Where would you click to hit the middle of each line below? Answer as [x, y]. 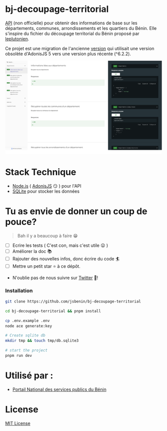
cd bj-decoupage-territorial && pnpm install [53, 311]
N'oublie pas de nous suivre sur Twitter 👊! [55, 278]
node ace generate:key [29, 326]
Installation [19, 291]
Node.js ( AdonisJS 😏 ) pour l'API [47, 186]
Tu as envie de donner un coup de [76, 211]
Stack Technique [41, 172]
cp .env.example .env [28, 321]
